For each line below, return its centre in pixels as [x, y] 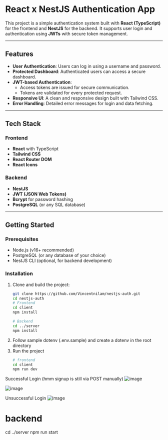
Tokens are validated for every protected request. [71, 92]
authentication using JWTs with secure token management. [67, 33]
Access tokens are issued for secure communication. [75, 87]
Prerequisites [22, 239]
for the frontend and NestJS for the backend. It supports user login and [79, 28]
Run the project [28, 350]
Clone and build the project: [41, 284]
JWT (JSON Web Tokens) [39, 194]
